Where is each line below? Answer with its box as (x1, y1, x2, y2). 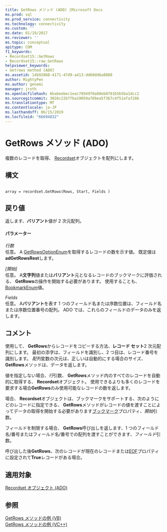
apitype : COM (5, 45, 32, 50)
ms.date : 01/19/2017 (5, 31, 48, 36)
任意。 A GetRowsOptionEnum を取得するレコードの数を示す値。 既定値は (5, 249, 156, 255)
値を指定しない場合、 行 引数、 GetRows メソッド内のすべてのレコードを (5, 372, 152, 378)
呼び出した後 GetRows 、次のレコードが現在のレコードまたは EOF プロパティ (5, 448, 160, 454)
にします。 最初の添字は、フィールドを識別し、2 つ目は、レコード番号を (9, 349, 159, 355)
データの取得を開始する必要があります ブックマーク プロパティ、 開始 (13, 408, 154, 414)
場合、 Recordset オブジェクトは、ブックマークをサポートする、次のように (5, 396, 160, 402)
